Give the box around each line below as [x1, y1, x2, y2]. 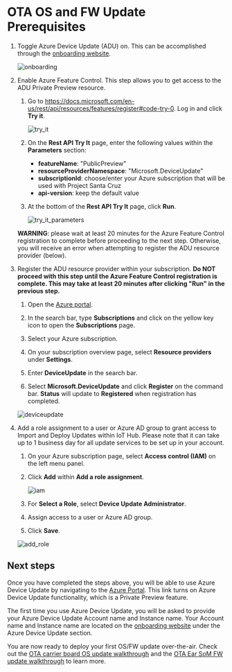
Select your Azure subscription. [27, 334, 118, 343]
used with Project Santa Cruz [37, 181, 121, 189]
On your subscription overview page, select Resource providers [27, 347, 212, 356]
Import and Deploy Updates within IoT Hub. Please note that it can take [17, 431, 220, 439]
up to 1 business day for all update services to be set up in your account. [17, 438, 225, 447]
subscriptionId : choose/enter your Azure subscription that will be [37, 174, 226, 182]
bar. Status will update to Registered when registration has [27, 389, 197, 397]
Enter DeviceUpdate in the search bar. [27, 368, 138, 377]
